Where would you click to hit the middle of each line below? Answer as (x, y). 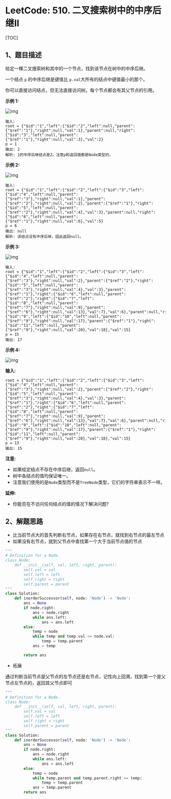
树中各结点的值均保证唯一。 (42, 475)
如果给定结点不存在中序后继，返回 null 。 (55, 469)
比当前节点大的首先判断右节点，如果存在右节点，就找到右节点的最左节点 (88, 535)
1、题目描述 (24, 55)
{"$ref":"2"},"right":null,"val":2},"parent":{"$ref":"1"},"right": (79, 203)
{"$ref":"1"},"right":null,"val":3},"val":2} (54, 139)
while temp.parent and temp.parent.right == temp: (87, 778)
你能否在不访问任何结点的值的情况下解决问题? (61, 504)
